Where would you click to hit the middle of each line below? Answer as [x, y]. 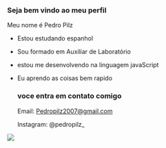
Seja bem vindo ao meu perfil [57, 10]
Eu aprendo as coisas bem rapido [64, 78]
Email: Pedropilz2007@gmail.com [65, 111]
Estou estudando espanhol [55, 38]
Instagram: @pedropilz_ [51, 124]
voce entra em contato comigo [69, 96]
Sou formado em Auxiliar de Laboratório [74, 52]
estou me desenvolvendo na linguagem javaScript [88, 65]
